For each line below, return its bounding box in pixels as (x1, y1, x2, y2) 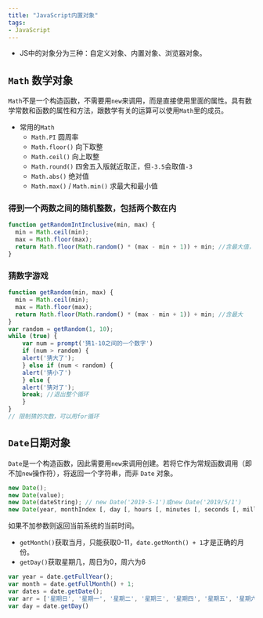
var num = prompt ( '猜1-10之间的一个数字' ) (22, 340, 153, 347)
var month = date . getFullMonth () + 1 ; (8, 580, 135, 588)
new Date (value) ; (8, 491, 65, 499)
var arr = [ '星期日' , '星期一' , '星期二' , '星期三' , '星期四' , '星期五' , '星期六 (8, 594, 257, 602)
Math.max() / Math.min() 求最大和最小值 (31, 181, 158, 191)
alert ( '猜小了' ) (22, 369, 72, 376)
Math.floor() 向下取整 (31, 142, 103, 151)
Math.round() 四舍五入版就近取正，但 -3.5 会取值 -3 (31, 162, 193, 171)
